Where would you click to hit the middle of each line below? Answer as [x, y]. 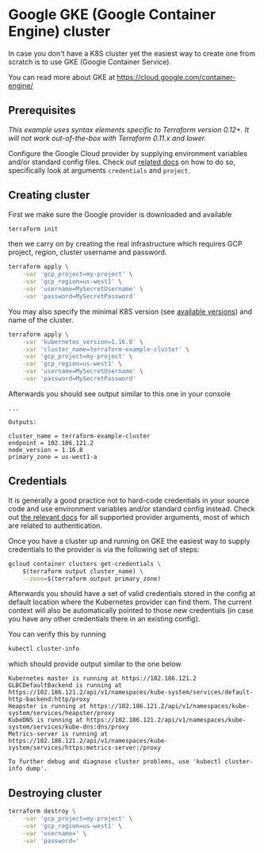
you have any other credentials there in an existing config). [104, 619]
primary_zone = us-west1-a [53, 457]
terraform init [33, 229]
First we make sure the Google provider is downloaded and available [120, 214]
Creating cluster [49, 195]
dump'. [36, 769]
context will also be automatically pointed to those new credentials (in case [131, 610]
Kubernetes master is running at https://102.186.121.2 [102, 679]
